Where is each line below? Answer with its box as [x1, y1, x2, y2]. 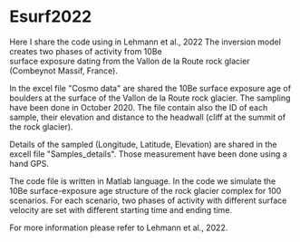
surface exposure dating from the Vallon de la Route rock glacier [9, 55, 251, 66]
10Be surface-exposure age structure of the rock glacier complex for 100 [9, 185, 282, 196]
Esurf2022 [9, 6, 92, 27]
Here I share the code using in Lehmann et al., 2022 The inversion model [9, 36, 281, 47]
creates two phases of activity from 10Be [9, 45, 162, 56]
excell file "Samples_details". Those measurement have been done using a [9, 148, 287, 160]
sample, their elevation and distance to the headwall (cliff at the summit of [9, 111, 286, 122]
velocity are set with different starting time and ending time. [9, 204, 233, 215]
